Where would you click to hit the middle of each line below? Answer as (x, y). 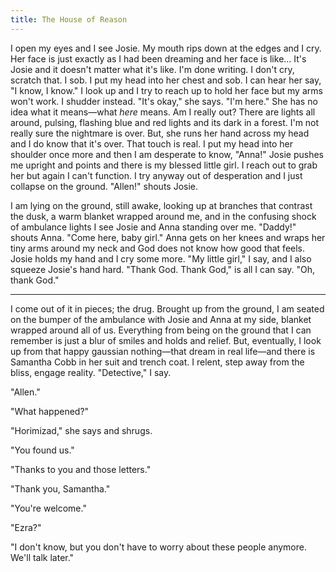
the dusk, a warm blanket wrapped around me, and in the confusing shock (163, 216)
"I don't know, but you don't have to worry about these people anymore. (158, 547)
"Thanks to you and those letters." (81, 469)
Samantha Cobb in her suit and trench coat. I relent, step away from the (157, 362)
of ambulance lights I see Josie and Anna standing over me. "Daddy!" (153, 227)
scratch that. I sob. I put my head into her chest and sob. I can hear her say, (166, 80)
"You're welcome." (48, 508)
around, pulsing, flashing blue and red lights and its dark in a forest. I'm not (165, 122)
